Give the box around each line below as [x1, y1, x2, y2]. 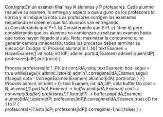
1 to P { [5, 101, 19, 107]
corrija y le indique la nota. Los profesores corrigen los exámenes [5, 15, 137, 20]
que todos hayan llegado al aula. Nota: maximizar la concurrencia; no [5, 35, 144, 41]
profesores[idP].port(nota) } [5, 56, 61, 61]
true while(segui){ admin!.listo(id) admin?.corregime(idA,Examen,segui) [5, 70, 148, 76]
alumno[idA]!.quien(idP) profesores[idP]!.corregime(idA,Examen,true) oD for [5, 96, 158, 101]
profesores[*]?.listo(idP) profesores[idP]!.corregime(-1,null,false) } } [5, 106, 141, 112]
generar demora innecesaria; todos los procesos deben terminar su [5, 40, 141, 46]
